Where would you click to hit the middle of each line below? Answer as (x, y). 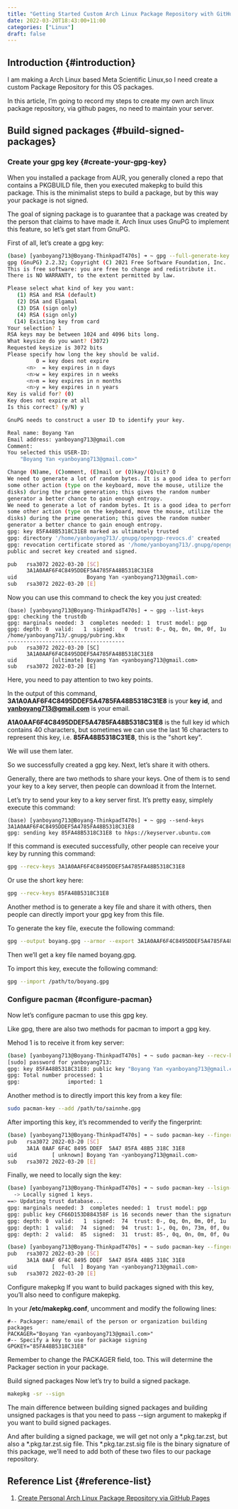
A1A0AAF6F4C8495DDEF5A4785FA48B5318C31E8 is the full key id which (119, 722)
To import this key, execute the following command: (83, 968)
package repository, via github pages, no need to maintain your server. (110, 109)
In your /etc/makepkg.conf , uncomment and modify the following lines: (112, 1308)
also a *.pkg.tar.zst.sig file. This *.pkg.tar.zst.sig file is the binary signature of (119, 1444)
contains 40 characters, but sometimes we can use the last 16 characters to (118, 730)
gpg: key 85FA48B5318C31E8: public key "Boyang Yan (85, 1069)
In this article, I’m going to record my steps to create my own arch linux (111, 101)
